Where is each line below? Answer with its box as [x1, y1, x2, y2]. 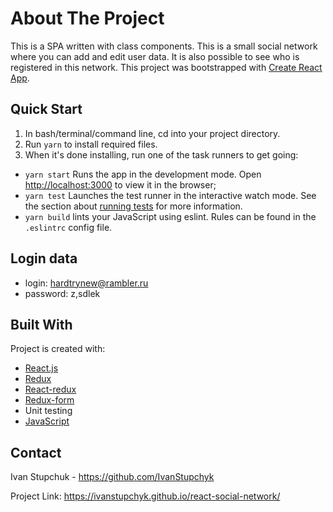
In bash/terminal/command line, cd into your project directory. [24, 127, 281, 139]
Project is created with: [10, 343, 106, 355]
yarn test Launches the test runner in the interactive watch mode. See [24, 189, 317, 201]
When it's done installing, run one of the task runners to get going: [24, 148, 299, 161]
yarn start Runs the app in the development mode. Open [24, 168, 262, 180]
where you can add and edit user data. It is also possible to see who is [10, 50, 300, 62]
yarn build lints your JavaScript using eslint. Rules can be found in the [24, 210, 317, 222]
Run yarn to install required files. [24, 138, 158, 150]
